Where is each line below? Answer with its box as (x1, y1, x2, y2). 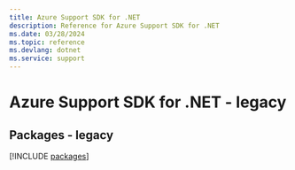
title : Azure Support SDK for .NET (9, 12, 141, 22)
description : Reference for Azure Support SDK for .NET (9, 21, 220, 30)
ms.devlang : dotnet (9, 46, 82, 55)
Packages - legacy (9, 127, 113, 143)
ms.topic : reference (9, 37, 86, 47)
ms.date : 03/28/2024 (9, 29, 86, 38)
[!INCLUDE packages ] (9, 151, 89, 161)
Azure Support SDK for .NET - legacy (9, 92, 287, 112)
